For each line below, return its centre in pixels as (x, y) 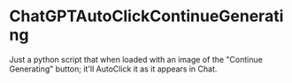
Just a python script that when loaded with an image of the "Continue (136, 59)
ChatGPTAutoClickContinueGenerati (146, 16)
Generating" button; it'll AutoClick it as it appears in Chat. (113, 69)
